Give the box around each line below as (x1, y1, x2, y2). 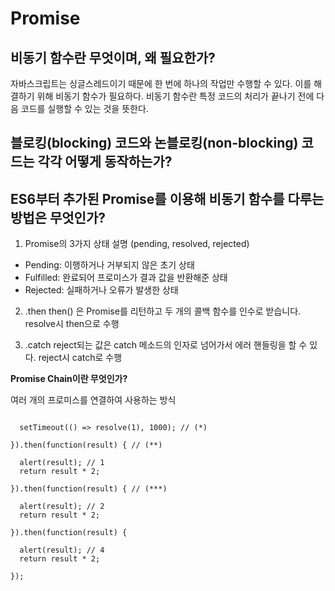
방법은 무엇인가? (10, 209, 106, 226)
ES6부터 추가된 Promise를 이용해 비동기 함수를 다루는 (10, 190, 325, 207)
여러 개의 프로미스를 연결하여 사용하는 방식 (10, 394, 177, 406)
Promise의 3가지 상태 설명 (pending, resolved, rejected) (24, 238, 250, 250)
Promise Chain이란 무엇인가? (10, 373, 128, 385)
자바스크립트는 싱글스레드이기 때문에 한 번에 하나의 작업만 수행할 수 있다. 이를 (10, 78, 312, 89)
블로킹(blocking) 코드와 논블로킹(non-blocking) (10, 135, 299, 152)
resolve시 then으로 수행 (24, 318, 120, 330)
